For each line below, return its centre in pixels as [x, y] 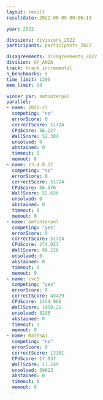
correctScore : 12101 [38, 353]
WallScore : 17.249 [36, 364]
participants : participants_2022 [49, 46]
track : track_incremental [39, 68]
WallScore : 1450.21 [37, 307]
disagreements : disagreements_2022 [52, 57]
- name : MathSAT [27, 336]
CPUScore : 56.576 [34, 188]
